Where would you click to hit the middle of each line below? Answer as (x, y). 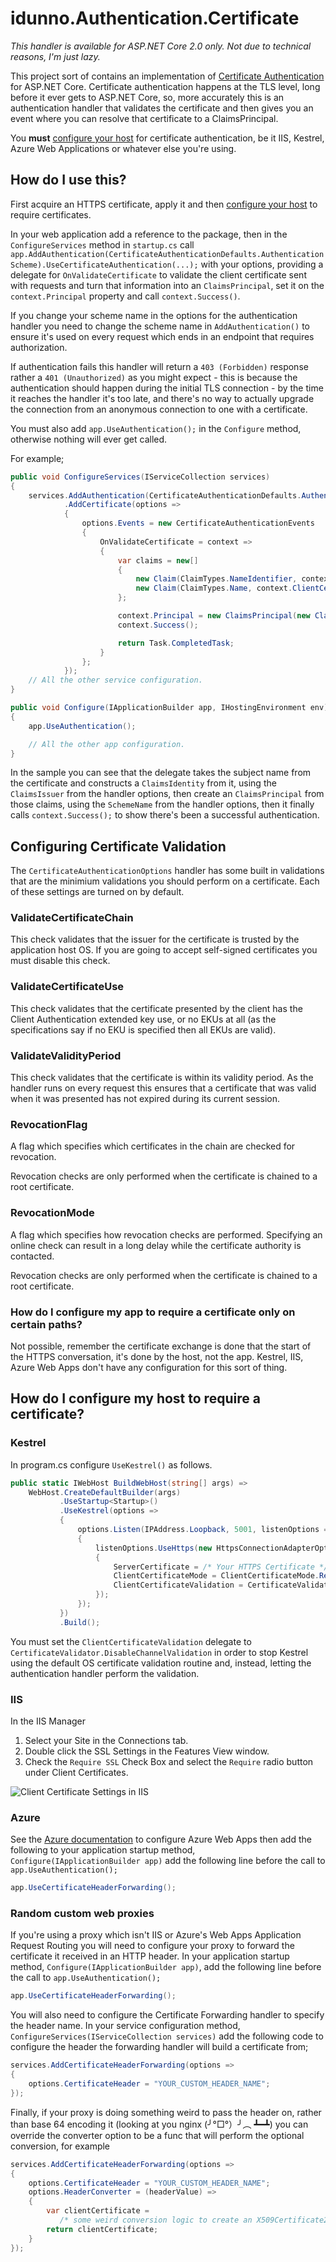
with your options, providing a (262, 264)
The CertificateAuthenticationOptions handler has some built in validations (167, 871)
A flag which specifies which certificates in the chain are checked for (153, 1146)
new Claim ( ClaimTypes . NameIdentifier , (216, 579)
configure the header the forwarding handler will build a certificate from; (159, 2047)
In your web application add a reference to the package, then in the (149, 234)
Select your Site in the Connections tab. (106, 1740)
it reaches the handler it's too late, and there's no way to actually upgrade (162, 398)
